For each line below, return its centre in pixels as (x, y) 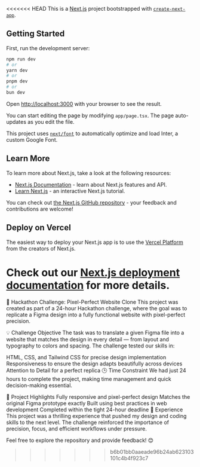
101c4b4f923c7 (129, 458)
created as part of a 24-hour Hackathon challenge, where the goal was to (97, 308)
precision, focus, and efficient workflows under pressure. (77, 428)
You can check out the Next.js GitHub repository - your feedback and (92, 202)
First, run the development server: (48, 48)
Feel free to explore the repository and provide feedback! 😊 (80, 440)
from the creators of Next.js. (41, 248)
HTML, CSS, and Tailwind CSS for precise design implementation (86, 357)
